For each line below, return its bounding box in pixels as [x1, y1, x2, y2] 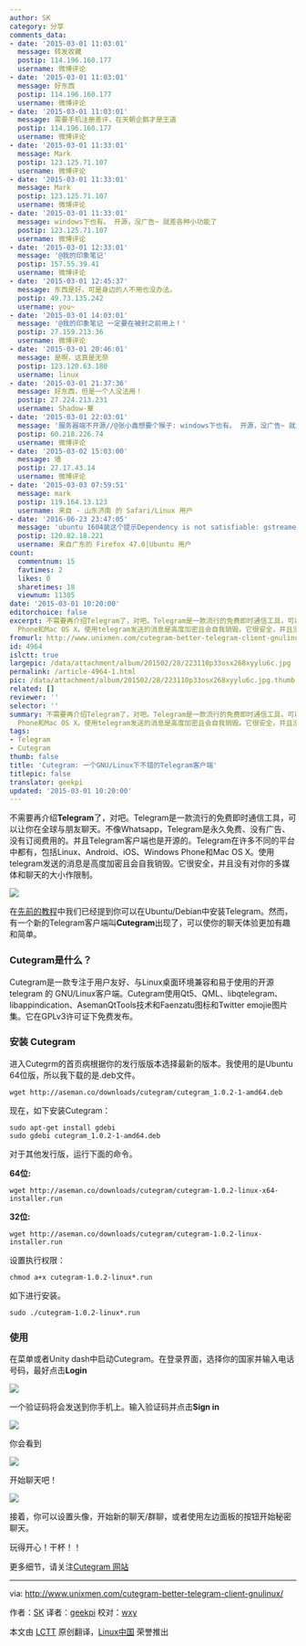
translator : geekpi [9, 777, 84, 786]
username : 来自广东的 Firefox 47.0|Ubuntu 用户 [17, 540, 192, 549]
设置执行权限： [9, 1254, 66, 1265]
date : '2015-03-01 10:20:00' [9, 599, 120, 608]
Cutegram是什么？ [9, 954, 93, 966]
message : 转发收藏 [17, 47, 82, 57]
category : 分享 [9, 22, 65, 31]
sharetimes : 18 [17, 582, 76, 592]
